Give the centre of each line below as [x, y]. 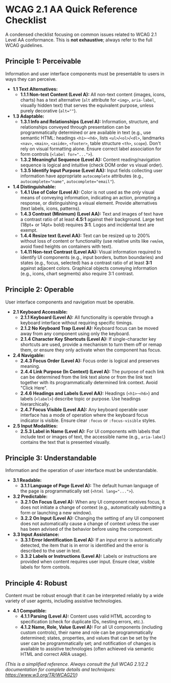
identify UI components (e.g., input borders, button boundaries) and [92, 257]
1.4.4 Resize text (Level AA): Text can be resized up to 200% [85, 235]
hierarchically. [35, 404]
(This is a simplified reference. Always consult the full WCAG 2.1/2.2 [77, 664]
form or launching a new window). [56, 513]
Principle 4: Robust [36, 583]
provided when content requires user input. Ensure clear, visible [87, 562]
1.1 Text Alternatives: [35, 89]
